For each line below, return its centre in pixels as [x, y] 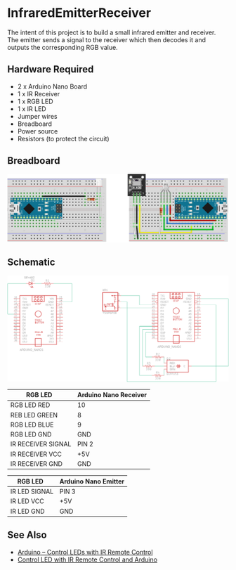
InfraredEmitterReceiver [79, 13]
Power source [38, 131]
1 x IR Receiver [39, 93]
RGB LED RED [30, 405]
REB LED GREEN [34, 415]
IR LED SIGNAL [32, 492]
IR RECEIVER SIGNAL [41, 444]
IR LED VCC [27, 501]
